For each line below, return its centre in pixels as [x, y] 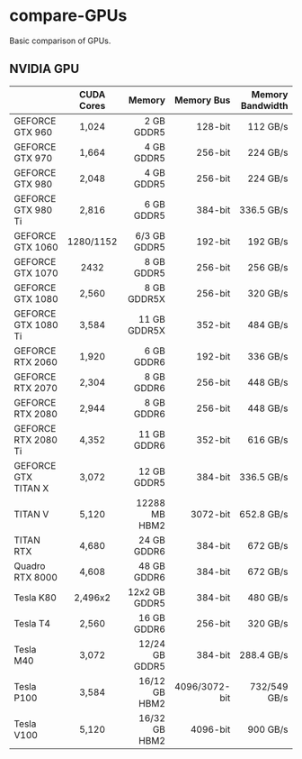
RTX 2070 [36, 388]
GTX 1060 [36, 247]
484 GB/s [267, 325]
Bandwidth [264, 105]
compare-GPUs [68, 16]
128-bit [213, 126]
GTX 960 [33, 132]
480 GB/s [267, 598]
